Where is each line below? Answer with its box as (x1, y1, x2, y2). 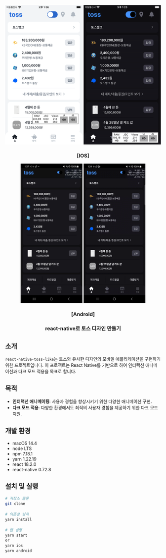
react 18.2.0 (12, 461, 37, 467)
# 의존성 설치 (5, 512, 29, 517)
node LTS (12, 446, 32, 451)
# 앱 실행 (5, 527, 22, 532)
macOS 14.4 (12, 440, 37, 446)
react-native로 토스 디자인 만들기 (45, 325, 121, 332)
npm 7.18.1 (12, 450, 33, 456)
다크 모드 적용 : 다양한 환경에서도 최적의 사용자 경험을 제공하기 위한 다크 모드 (12, 404, 158, 410)
